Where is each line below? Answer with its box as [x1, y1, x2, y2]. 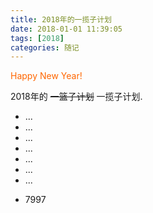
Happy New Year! [10, 70, 83, 82]
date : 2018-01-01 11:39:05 [10, 24, 123, 34]
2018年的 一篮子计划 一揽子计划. [10, 91, 143, 103]
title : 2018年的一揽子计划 [10, 14, 112, 25]
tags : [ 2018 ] [10, 33, 65, 43]
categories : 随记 [10, 42, 80, 53]
